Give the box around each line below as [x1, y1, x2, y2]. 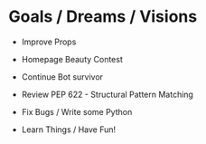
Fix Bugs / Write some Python [21, 106, 133, 117]
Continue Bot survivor [21, 71, 104, 82]
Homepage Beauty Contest [21, 53, 124, 64]
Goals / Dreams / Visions [8, 6, 198, 27]
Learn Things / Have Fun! [21, 124, 117, 135]
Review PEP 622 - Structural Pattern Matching [21, 89, 193, 100]
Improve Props [21, 36, 77, 47]
